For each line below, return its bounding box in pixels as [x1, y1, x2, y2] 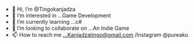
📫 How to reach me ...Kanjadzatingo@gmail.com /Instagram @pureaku [11, 32, 189, 38]
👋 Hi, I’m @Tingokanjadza [11, 6, 76, 12]
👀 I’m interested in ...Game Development [11, 12, 111, 19]
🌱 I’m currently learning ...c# [11, 18, 82, 25]
